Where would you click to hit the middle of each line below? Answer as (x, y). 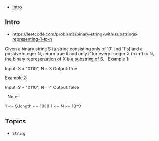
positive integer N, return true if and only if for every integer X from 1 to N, (79, 53)
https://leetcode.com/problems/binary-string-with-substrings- (75, 34)
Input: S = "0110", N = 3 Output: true (41, 68)
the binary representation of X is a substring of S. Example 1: (67, 59)
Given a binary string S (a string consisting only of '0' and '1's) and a (74, 49)
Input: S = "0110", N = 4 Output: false (42, 87)
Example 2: (16, 78)
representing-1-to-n (32, 39)
